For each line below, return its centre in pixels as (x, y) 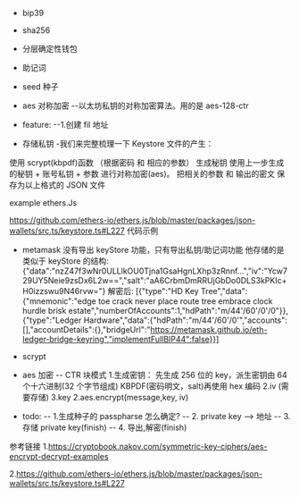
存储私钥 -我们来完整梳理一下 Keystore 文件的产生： (118, 143)
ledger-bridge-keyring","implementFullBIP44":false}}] (120, 339)
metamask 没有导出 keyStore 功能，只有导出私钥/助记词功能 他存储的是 (153, 250)
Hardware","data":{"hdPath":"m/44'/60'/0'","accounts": (185, 320)
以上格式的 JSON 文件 (65, 185)
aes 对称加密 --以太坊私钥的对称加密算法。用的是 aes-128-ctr (135, 105)
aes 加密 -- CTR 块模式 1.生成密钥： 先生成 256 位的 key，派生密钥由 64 (154, 375)
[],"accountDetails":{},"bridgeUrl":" (86, 329)
